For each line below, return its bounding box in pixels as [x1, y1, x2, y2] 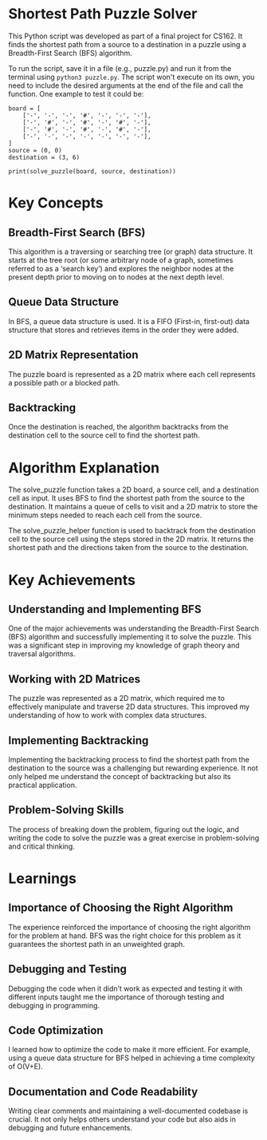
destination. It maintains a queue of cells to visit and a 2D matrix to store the [8, 502, 258, 512]
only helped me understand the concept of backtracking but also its [8, 771, 231, 781]
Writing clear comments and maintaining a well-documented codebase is [8, 1106, 249, 1116]
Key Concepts [8, 194, 104, 212]
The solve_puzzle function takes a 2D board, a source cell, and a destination [8, 485, 259, 495]
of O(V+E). [8, 1062, 44, 1071]
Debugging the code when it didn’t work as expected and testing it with [8, 984, 243, 993]
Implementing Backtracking [8, 734, 149, 747]
